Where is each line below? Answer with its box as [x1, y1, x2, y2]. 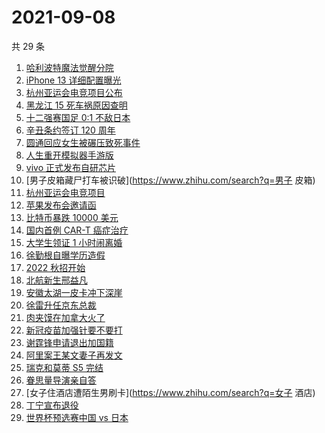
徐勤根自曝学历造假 [25, 249, 106, 261]
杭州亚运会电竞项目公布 [25, 86, 123, 98]
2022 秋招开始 [25, 261, 86, 273]
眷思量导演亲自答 [25, 374, 97, 386]
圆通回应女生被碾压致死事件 [25, 136, 141, 148]
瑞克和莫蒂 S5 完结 [25, 361, 104, 373]
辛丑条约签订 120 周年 [25, 124, 116, 136]
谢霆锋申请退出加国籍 [25, 336, 114, 348]
